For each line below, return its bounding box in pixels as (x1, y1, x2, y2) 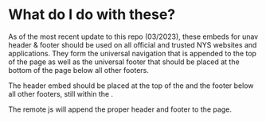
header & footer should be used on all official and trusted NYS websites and (8, 40, 257, 49)
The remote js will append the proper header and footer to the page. (8, 105, 233, 114)
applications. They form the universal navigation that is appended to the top (8, 48, 257, 58)
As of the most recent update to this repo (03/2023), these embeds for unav (8, 32, 259, 41)
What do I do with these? (8, 6, 176, 24)
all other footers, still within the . (8, 89, 114, 98)
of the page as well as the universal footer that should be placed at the (8, 57, 241, 67)
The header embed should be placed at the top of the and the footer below (8, 81, 254, 90)
